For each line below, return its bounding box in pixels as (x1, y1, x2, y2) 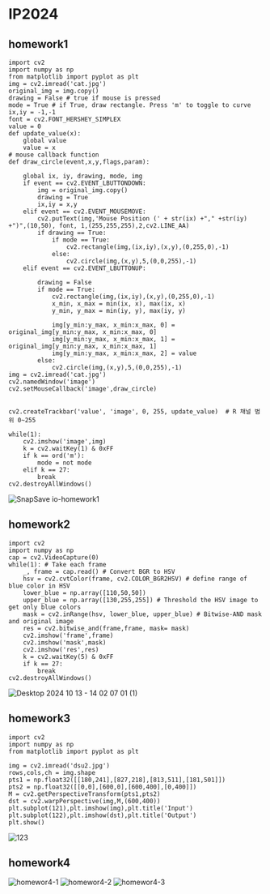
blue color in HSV (8, 581, 70, 590)
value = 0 (8, 122, 42, 130)
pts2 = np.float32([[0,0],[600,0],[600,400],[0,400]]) (8, 783, 197, 791)
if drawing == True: (37, 229, 107, 237)
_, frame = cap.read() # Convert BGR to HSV (23, 567, 175, 575)
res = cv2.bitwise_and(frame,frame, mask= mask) (23, 624, 190, 632)
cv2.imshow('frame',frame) (23, 631, 114, 639)
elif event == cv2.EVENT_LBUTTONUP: (23, 264, 147, 272)
